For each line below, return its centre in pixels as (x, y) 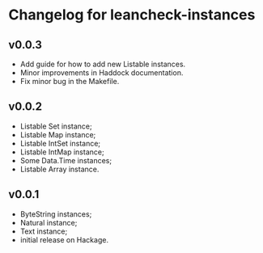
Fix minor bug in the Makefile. (70, 81)
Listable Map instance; (58, 134)
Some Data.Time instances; (66, 160)
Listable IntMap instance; (62, 152)
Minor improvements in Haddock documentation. (102, 73)
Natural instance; (49, 222)
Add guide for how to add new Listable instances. (103, 64)
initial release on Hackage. (64, 239)
